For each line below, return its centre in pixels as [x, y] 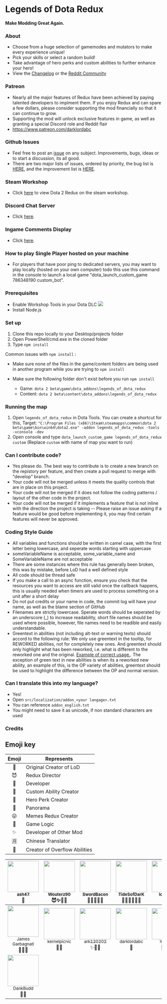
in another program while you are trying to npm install [68, 369]
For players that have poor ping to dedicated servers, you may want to [84, 264]
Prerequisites [22, 293]
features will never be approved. [45, 519]
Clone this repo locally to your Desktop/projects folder [68, 334]
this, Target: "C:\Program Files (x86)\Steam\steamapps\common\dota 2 [84, 423]
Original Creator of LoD [53, 767]
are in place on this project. [40, 487]
